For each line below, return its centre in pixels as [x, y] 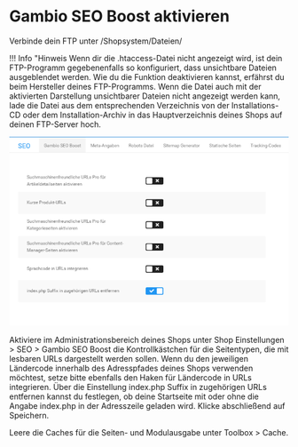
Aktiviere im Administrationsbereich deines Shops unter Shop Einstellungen [147, 339]
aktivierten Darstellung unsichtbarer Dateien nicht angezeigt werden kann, [145, 96]
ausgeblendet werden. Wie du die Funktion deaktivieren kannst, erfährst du [147, 76]
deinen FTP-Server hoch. [55, 124]
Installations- [255, 105]
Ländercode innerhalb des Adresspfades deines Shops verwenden [131, 368]
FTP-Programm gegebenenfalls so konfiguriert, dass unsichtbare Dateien [143, 68]
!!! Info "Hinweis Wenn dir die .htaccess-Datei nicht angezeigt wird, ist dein [146, 58]
